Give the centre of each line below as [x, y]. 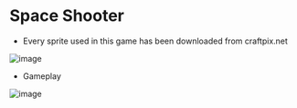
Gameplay [42, 76]
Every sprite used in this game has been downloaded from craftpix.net [155, 41]
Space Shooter [67, 16]
